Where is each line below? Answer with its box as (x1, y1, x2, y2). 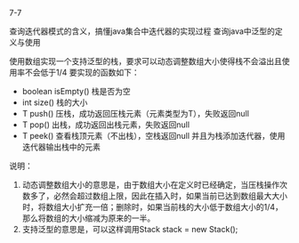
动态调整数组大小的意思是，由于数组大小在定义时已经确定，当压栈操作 (21, 180, 280, 190)
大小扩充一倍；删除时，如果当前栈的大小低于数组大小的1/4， (61, 202, 283, 212)
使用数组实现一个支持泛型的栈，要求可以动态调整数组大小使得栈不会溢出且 (9, 56, 282, 66)
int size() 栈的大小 (21, 97, 88, 108)
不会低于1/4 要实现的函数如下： (24, 67, 140, 77)
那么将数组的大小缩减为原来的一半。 (21, 213, 156, 223)
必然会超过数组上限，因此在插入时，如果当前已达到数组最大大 (53, 190, 280, 201)
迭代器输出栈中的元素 (21, 142, 101, 152)
